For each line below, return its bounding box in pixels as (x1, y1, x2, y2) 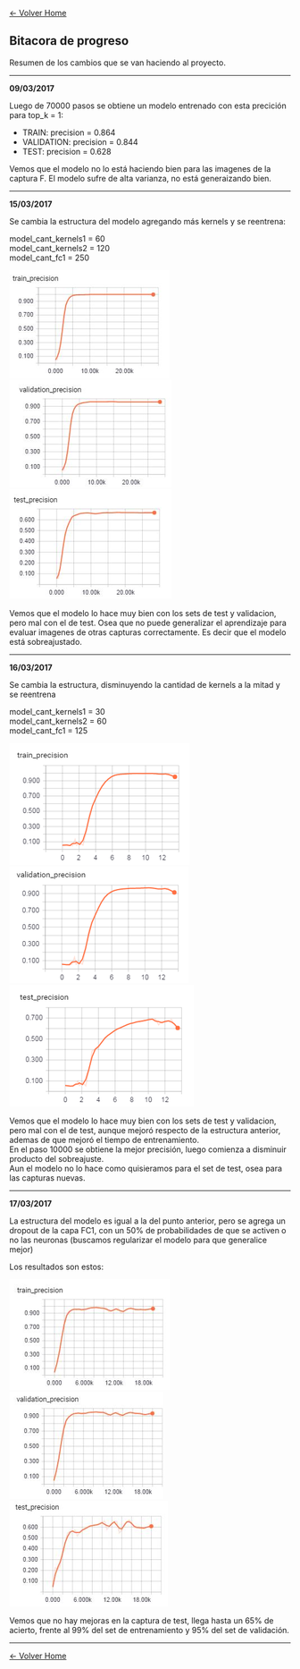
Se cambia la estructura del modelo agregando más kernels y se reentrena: (9, 216, 286, 226)
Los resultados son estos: (9, 1261, 104, 1272)
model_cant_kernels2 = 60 (9, 716, 107, 726)
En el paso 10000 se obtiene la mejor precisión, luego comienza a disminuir (9, 1144, 287, 1155)
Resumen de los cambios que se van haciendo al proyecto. (9, 57, 226, 68)
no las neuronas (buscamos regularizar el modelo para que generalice (9, 1234, 268, 1245)
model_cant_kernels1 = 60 (9, 233, 105, 244)
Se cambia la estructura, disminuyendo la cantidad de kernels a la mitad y (9, 679, 281, 690)
